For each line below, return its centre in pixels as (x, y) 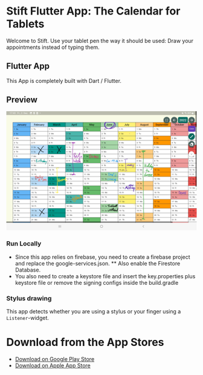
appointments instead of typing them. (53, 47)
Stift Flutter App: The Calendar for (93, 11)
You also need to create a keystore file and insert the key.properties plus (105, 276)
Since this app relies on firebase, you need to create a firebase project (102, 257)
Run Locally (24, 244)
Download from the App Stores (85, 342)
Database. (28, 270)
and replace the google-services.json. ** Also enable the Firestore (98, 263)
